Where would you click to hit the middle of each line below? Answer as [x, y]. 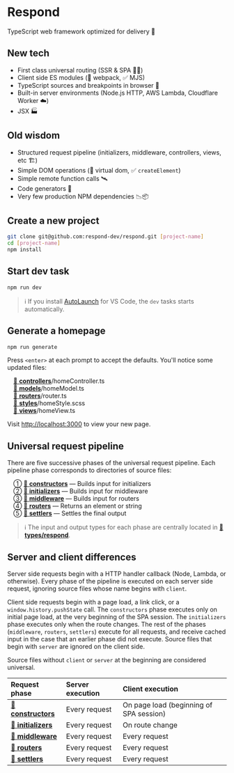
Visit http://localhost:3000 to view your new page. [79, 424]
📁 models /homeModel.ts [49, 389]
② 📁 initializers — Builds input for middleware [81, 491]
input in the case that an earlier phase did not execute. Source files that [110, 639]
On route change [150, 725]
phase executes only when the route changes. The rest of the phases [107, 624]
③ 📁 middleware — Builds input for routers [76, 499]
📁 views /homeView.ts [44, 411]
